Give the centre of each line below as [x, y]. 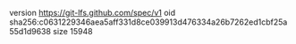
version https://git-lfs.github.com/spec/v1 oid [93, 13]
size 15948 [73, 31]
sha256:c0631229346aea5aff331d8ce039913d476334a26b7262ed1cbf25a [148, 22]
